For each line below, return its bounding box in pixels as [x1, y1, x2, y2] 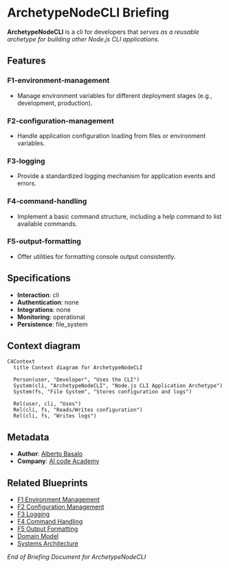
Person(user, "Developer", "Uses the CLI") [13, 376, 140, 384]
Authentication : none [17, 298, 79, 306]
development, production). [17, 99, 93, 107]
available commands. [17, 219, 78, 228]
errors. [17, 179, 36, 188]
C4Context [7, 358, 36, 365]
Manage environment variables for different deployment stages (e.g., [17, 91, 212, 99]
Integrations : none [17, 305, 71, 313]
